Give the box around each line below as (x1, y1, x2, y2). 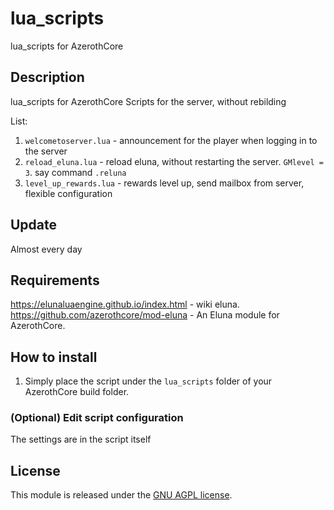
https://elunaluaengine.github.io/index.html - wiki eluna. (10, 298, 240, 311)
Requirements (10, 272, 100, 289)
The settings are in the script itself (10, 433, 152, 446)
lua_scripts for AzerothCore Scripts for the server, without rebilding (10, 95, 287, 107)
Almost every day (10, 243, 83, 255)
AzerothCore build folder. (24, 386, 130, 398)
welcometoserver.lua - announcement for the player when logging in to (24, 134, 318, 146)
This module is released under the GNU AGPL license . (10, 489, 233, 501)
